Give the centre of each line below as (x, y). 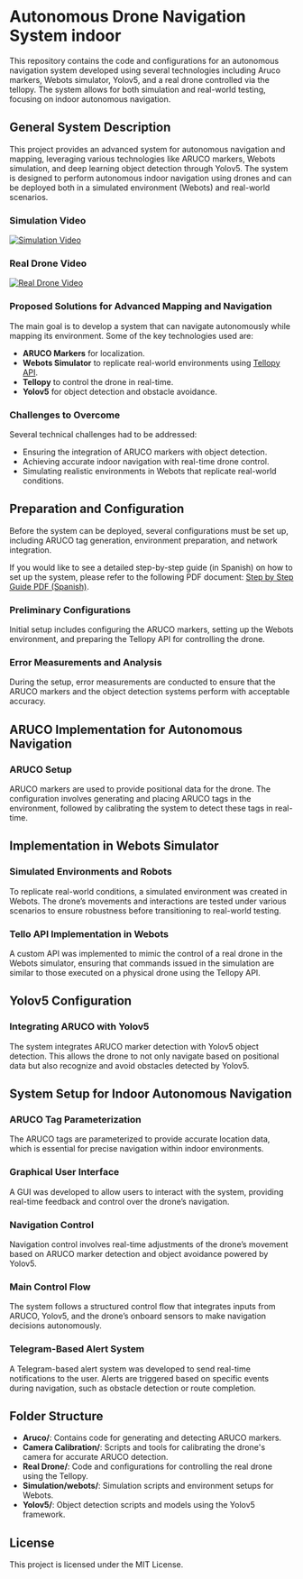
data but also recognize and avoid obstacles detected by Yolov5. (129, 1065)
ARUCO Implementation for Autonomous (126, 729)
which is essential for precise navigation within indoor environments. (137, 1149)
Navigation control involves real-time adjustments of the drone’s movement (149, 1244)
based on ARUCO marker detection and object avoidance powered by (139, 1253)
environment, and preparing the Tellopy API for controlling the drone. (138, 639)
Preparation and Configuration (97, 509)
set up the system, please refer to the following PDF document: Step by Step (151, 577)
